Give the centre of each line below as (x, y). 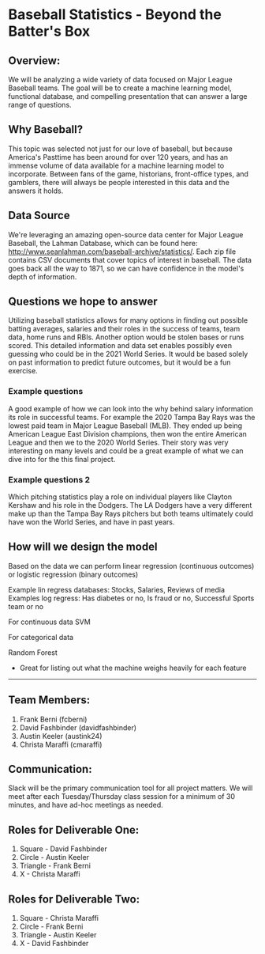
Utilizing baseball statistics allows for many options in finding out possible (128, 320)
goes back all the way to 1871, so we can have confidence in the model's (126, 268)
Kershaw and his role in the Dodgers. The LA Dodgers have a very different (130, 505)
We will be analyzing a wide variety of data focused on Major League (120, 79)
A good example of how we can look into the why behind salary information (131, 408)
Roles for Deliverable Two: (74, 899)
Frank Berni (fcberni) (53, 719)
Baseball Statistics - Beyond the (115, 15)
